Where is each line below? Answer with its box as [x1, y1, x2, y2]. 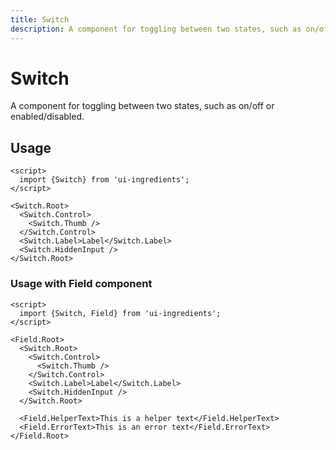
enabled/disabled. [10, 111, 85, 123]
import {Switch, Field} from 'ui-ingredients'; [19, 308, 222, 318]
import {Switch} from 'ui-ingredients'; [19, 175, 190, 185]
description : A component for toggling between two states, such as [10, 24, 302, 34]
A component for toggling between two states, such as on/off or [10, 100, 275, 112]
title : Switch [10, 14, 70, 25]
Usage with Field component [10, 277, 153, 291]
